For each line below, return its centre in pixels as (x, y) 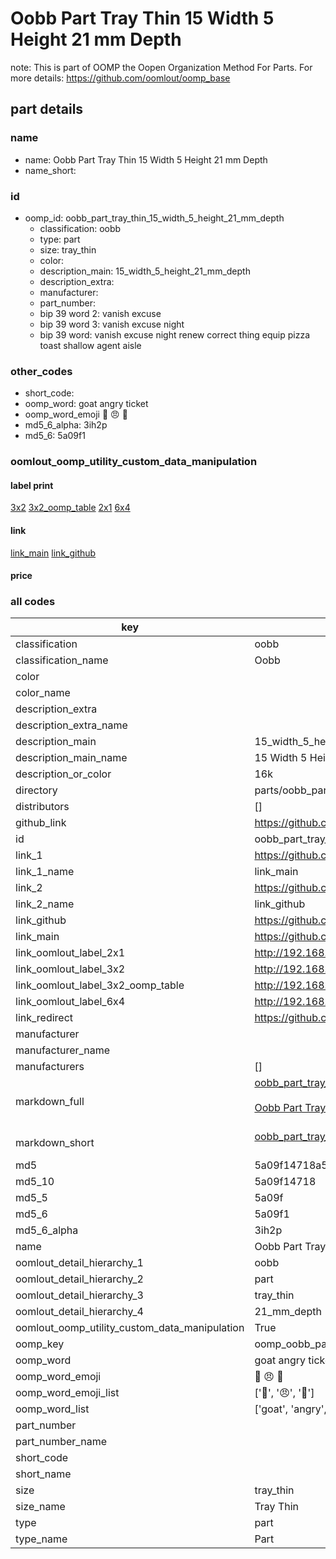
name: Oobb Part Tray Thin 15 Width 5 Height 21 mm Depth (146, 159)
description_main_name (71, 758)
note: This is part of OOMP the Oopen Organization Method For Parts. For (161, 67)
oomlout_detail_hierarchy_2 (79, 1279)
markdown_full (50, 1102)
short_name (43, 1474)
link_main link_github (53, 553)
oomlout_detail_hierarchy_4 (79, 1312)
